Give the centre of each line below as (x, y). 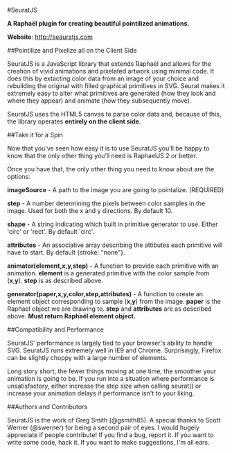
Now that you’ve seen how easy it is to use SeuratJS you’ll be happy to (108, 148)
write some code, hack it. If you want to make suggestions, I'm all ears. (108, 442)
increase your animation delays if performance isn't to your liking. (101, 393)
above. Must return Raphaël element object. (72, 316)
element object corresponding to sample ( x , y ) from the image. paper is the (114, 301)
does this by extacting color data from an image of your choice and (103, 78)
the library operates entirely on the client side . (74, 121)
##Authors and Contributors (47, 407)
